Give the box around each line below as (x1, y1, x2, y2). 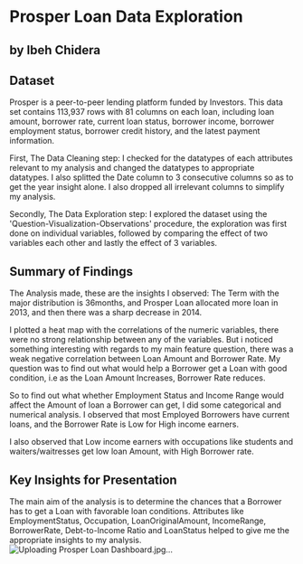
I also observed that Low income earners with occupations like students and (9, 437, 294, 447)
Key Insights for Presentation (9, 472, 178, 487)
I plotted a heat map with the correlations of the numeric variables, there (9, 324, 279, 335)
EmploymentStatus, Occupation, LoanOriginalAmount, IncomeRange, (9, 515, 267, 526)
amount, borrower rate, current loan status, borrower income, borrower (9, 116, 275, 127)
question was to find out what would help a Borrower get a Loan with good (9, 363, 288, 374)
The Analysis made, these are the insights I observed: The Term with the (9, 287, 279, 299)
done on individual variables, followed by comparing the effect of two (9, 228, 269, 239)
